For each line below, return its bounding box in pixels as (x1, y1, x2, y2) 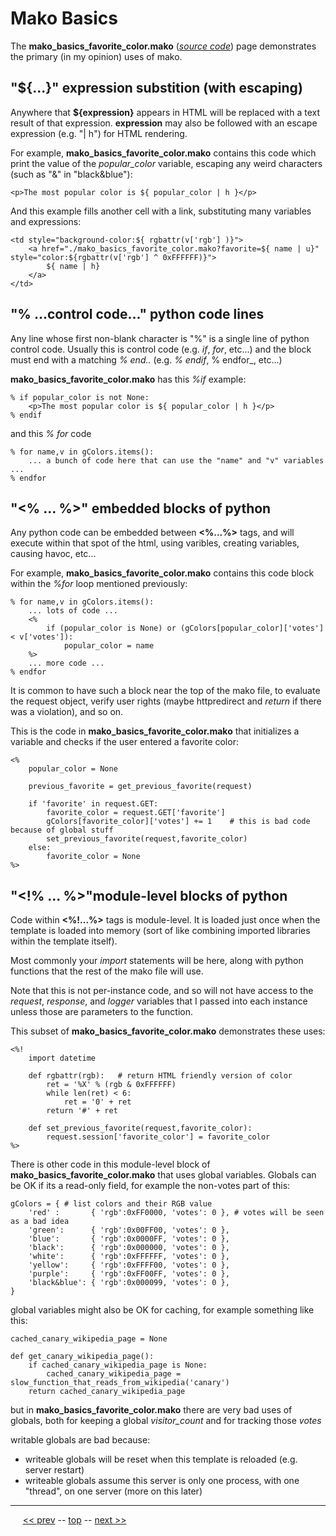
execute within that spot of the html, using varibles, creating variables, (10, 537, 300, 549)
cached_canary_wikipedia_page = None (10, 1334, 168, 1344)
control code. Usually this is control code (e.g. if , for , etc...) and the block (10, 343, 312, 355)
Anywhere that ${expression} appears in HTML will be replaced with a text (10, 106, 320, 118)
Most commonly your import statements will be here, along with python (10, 955, 304, 967)
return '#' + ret (46, 1106, 118, 1116)
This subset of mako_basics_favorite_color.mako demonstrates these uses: (10, 1025, 326, 1037)
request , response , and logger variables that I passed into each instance (10, 995, 308, 1007)
